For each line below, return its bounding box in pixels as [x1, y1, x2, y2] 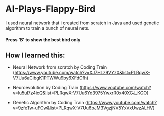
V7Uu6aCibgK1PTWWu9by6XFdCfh [12, 75, 87, 81]
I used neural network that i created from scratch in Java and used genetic [5, 20, 159, 26]
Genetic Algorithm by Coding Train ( [12, 100, 87, 106]
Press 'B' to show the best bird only [5, 36, 81, 43]
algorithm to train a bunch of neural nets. [5, 25, 90, 31]
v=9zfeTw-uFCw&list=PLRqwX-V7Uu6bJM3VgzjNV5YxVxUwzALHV [12, 105, 153, 111]
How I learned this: [5, 51, 65, 59]
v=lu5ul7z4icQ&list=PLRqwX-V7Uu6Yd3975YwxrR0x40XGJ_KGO [12, 90, 147, 96]
